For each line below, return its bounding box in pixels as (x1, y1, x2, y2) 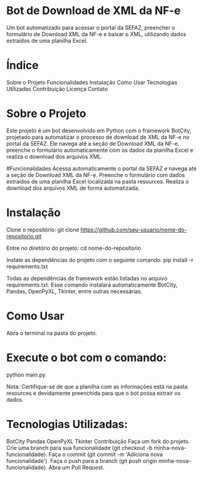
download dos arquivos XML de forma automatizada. (6, 184, 140, 192)
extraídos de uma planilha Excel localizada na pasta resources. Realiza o (6, 178, 189, 185)
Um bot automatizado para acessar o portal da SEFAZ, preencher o (6, 24, 175, 31)
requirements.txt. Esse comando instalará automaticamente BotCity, (6, 281, 178, 288)
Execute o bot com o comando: (6, 350, 167, 364)
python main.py (6, 371, 46, 378)
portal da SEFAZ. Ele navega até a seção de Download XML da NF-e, (6, 140, 180, 147)
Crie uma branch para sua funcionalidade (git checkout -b (6, 444, 153, 451)
